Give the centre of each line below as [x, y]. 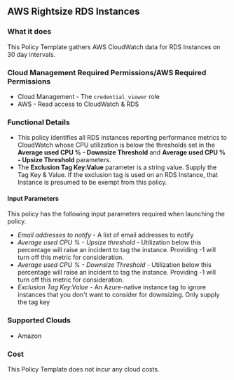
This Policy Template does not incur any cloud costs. [83, 369]
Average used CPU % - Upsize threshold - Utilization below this [109, 242]
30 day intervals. [32, 54]
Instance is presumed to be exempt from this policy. [92, 183]
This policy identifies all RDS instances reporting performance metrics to [122, 138]
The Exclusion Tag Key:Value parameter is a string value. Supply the [117, 167]
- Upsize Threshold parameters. [64, 160]
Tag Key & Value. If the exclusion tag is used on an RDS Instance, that [118, 175]
